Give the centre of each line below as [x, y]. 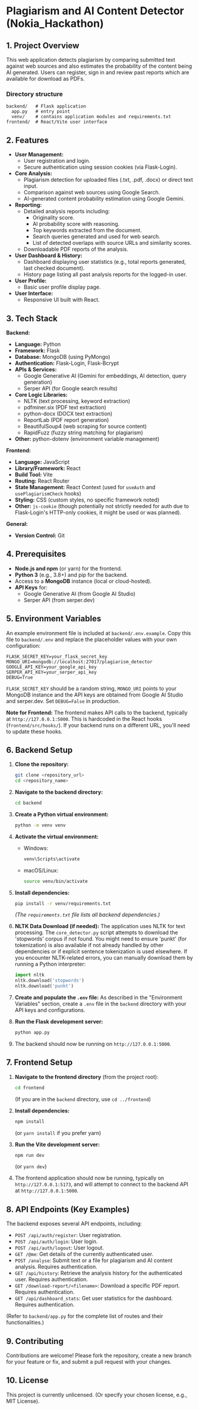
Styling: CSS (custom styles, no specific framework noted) [87, 500]
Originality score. [53, 217]
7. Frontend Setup [40, 1063]
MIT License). [23, 1401]
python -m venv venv [40, 825]
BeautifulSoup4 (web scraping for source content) [85, 426]
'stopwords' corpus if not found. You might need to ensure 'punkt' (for [101, 939]
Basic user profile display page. [62, 287]
